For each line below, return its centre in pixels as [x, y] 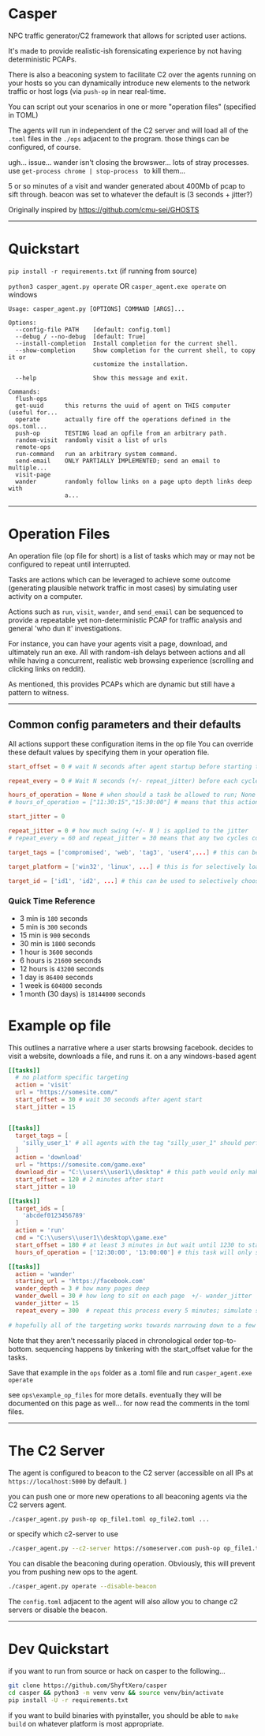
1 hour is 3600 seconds [56, 952]
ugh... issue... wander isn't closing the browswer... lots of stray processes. [129, 162]
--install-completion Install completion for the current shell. [127, 343]
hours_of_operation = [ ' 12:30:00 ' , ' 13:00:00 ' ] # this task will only [134, 1252]
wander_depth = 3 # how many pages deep [82, 1289]
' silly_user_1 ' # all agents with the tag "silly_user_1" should [132, 1143]
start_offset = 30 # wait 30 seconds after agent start [109, 1100]
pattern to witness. [39, 692]
